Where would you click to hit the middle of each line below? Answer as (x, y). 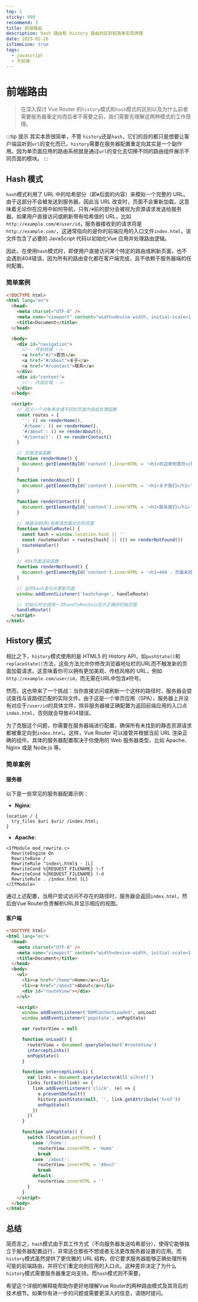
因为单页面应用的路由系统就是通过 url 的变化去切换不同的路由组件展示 (100, 151)
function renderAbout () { (49, 480)
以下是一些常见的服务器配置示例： (47, 793)
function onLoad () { (47, 1040)
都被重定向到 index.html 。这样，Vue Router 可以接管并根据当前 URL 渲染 (94, 733)
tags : (13, 50)
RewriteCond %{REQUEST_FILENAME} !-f (58, 869)
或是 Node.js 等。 (43, 747)
